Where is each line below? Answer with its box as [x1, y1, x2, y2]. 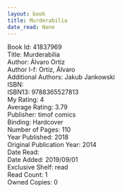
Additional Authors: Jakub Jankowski [7, 73, 115, 81]
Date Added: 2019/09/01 [7, 156, 78, 164]
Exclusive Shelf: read [7, 163, 68, 172]
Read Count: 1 [7, 170, 48, 179]
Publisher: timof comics [7, 110, 76, 119]
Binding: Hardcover [7, 118, 63, 127]
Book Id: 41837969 [7, 43, 62, 52]
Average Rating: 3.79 [7, 103, 68, 112]
